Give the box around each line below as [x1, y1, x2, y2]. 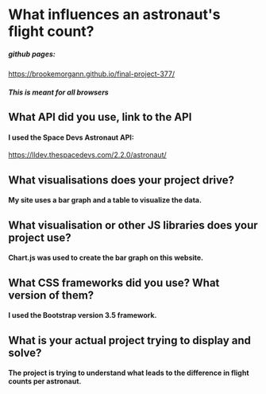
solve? [8, 346, 42, 359]
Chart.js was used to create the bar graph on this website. [8, 253, 204, 263]
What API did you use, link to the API [8, 110, 192, 124]
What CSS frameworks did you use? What [8, 276, 220, 289]
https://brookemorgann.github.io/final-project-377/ [8, 69, 175, 79]
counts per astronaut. [8, 377, 82, 386]
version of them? [8, 288, 94, 302]
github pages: [8, 49, 56, 59]
